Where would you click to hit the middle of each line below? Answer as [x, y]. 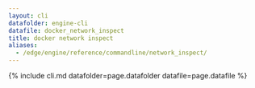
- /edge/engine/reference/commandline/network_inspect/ [111, 53]
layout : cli [28, 16]
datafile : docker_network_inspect [67, 30]
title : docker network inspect [61, 38]
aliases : [23, 46]
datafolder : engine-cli [48, 23]
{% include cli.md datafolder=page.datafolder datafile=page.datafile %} [128, 76]
